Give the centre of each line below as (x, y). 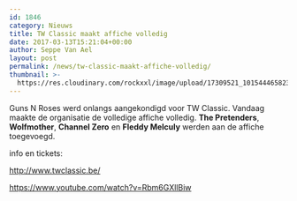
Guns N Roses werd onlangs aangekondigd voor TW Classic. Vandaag (137, 108)
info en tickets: (36, 153)
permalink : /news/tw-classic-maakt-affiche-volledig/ (110, 67)
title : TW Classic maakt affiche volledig (88, 33)
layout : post (33, 58)
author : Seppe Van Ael (51, 50)
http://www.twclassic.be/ (55, 170)
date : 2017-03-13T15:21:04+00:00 (71, 42)
